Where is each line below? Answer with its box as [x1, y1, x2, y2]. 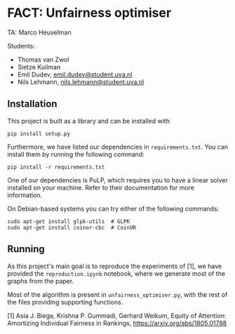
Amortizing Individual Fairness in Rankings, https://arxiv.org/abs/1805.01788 [7, 319, 227, 327]
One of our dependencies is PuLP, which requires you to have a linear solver [7, 175, 228, 184]
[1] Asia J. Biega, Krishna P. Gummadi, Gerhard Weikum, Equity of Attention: [7, 311, 227, 320]
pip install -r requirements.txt [7, 163, 105, 171]
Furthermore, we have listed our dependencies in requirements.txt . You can [7, 142, 229, 151]
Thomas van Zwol [17, 55, 69, 64]
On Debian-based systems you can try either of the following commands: [7, 204, 220, 213]
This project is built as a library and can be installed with [7, 116, 170, 125]
